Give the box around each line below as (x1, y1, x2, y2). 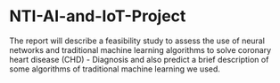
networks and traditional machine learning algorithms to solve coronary (9, 44, 272, 55)
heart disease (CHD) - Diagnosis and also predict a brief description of (9, 54, 269, 64)
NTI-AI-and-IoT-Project (9, 6, 186, 26)
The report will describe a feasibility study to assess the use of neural (9, 35, 266, 46)
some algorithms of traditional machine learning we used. (9, 64, 221, 74)
